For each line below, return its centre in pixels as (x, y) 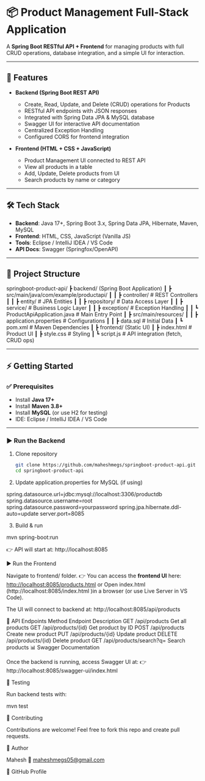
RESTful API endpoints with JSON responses (81, 110)
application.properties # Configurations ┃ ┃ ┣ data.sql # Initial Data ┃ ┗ (95, 321)
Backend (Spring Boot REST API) (57, 92)
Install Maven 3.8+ (39, 406)
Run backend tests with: (37, 694)
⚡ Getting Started (40, 366)
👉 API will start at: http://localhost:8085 (57, 549)
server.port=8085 (62, 514)
